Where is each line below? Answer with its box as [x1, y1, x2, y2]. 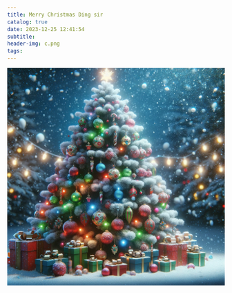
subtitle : [7, 33, 36, 40]
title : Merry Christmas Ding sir [7, 11, 104, 18]
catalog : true [7, 18, 48, 26]
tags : [7, 48, 23, 55]
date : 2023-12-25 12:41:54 [7, 26, 85, 32]
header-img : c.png [7, 40, 60, 48]
